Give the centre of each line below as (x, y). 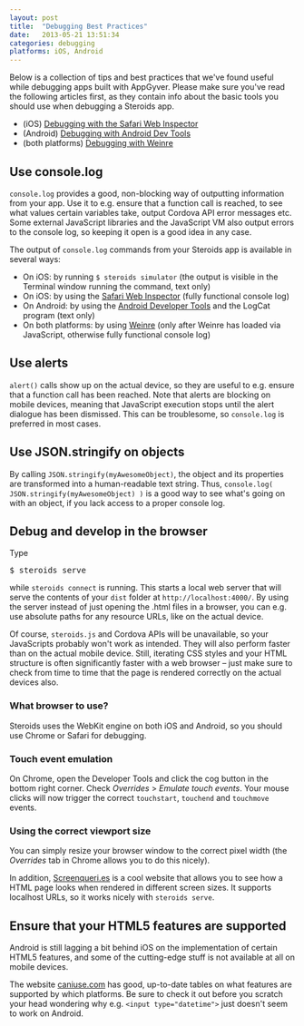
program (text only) (59, 315)
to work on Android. (47, 1013)
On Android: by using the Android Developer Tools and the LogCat (146, 306)
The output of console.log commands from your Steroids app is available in (151, 249)
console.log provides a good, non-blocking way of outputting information (147, 193)
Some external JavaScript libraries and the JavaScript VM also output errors (152, 222)
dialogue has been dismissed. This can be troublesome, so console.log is (147, 414)
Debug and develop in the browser (109, 531)
